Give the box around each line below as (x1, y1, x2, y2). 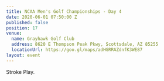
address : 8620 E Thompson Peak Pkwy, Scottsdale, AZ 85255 (11, 42, 159, 48)
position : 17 (6, 25, 38, 31)
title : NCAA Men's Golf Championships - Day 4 (6, 8, 122, 15)
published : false (6, 19, 49, 25)
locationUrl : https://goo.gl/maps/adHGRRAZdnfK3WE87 (11, 47, 143, 53)
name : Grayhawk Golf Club (11, 36, 75, 42)
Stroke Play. (6, 68, 35, 75)
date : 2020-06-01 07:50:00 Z (6, 14, 77, 20)
